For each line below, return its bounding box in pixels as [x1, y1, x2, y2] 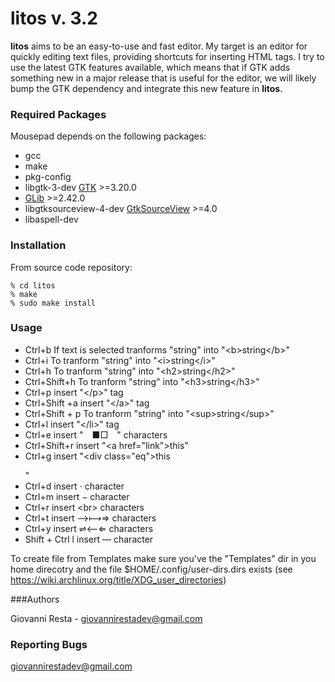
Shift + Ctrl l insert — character [24, 533, 154, 545]
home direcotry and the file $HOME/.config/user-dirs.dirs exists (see [10, 563, 293, 575]
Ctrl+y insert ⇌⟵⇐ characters [24, 522, 154, 534]
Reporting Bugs [10, 637, 88, 651]
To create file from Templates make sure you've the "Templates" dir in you [10, 552, 317, 564]
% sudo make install [10, 298, 97, 308]
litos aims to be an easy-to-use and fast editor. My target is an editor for [10, 40, 308, 52]
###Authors [10, 593, 60, 605]
